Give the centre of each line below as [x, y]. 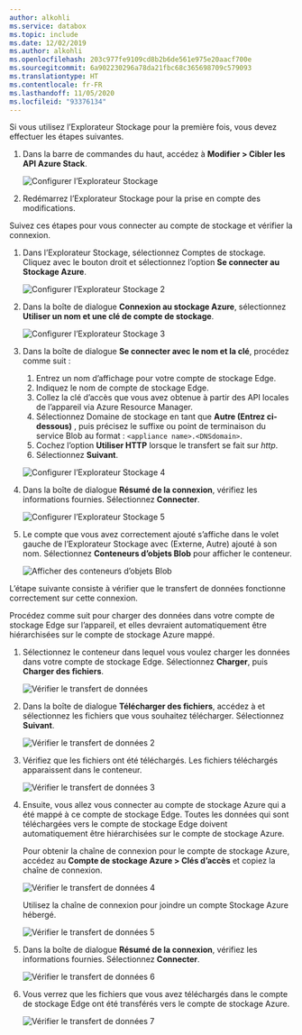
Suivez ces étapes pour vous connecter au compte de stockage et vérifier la [151, 225]
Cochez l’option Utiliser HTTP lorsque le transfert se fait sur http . [157, 445]
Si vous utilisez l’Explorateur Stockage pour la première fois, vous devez [143, 127]
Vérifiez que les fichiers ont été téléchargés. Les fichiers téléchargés [150, 760]
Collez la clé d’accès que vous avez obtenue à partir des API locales [162, 398]
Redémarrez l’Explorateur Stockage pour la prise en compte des [142, 198]
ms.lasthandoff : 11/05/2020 [62, 93]
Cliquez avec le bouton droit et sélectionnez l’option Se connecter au [151, 262]
